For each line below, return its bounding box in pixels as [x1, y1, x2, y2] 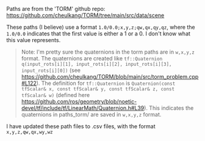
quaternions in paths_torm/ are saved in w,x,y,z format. [21, 111, 162, 118]
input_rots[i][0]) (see [21, 67, 81, 74]
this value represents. [6, 37, 61, 43]
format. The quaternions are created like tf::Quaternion [21, 55, 163, 62]
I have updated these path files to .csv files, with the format [6, 123, 156, 130]
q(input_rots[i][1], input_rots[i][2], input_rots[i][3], [21, 61, 172, 67]
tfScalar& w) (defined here [21, 92, 90, 98]
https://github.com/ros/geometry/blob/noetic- [21, 98, 137, 105]
